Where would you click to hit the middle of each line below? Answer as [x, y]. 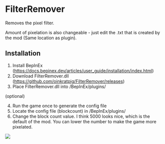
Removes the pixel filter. [30, 23]
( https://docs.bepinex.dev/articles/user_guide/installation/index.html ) [83, 71]
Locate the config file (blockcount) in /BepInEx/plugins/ [69, 111]
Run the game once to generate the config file [59, 106]
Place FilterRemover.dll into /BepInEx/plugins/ [59, 86]
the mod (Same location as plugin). [41, 38]
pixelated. [22, 127]
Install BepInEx [28, 65]
